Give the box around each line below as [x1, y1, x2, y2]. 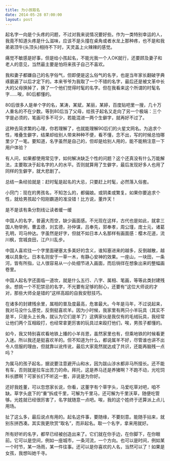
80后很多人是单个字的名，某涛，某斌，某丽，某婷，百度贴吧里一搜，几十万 [5, 102, 162, 108]
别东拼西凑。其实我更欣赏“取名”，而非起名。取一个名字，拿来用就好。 [5, 420, 151, 426]
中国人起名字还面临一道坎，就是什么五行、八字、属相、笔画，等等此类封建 [5, 278, 160, 284]
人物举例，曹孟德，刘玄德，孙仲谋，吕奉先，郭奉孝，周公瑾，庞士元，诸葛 [9, 224, 165, 230]
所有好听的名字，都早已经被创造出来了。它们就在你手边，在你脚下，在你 [5, 431, 156, 437]
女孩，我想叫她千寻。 [5, 450, 50, 456]
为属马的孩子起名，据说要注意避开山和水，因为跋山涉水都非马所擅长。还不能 [5, 360, 165, 366]
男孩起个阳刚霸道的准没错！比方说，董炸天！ [22, 196, 116, 202]
